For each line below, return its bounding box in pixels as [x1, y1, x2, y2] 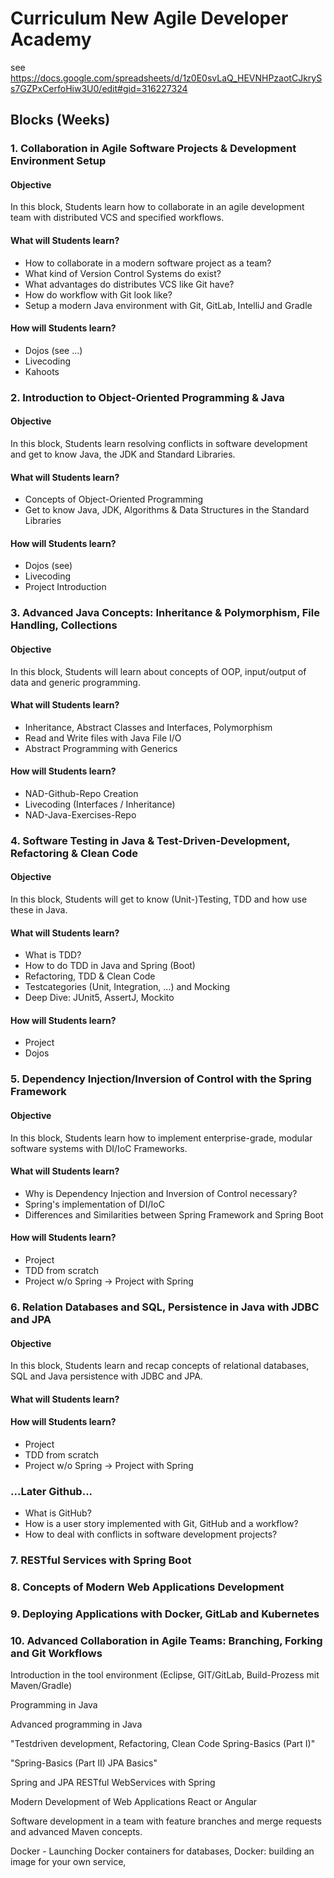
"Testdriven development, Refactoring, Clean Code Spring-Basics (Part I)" [10, 1738, 316, 1750]
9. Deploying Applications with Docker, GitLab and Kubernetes [10, 1607, 320, 1621]
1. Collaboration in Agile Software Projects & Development [10, 142, 297, 156]
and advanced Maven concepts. [10, 1826, 143, 1838]
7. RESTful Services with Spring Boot [10, 1553, 192, 1567]
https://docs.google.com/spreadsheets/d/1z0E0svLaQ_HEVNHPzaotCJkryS [10, 72, 323, 84]
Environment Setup [10, 154, 107, 168]
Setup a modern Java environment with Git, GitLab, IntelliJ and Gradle [24, 299, 313, 311]
